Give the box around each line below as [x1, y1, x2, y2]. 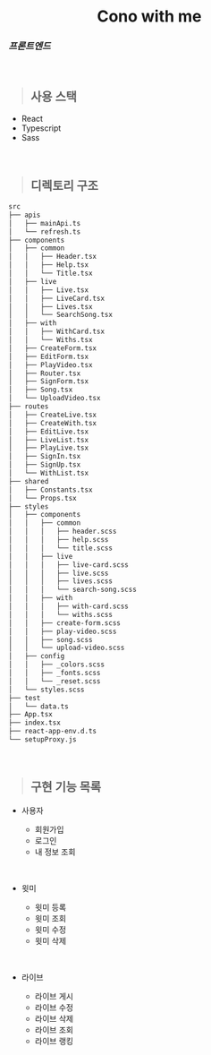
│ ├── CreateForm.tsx [8, 343, 97, 353]
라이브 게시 [34, 991, 73, 1001]
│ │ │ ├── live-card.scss [8, 560, 129, 570]
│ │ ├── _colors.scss [8, 660, 105, 669]
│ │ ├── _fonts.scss [8, 669, 101, 678]
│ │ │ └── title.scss [8, 544, 114, 553]
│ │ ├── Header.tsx [8, 253, 97, 262]
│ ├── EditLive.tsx [8, 427, 89, 436]
